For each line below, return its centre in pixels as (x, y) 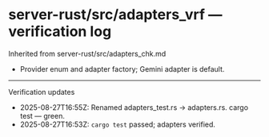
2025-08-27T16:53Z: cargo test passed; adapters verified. (118, 124)
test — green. (42, 115)
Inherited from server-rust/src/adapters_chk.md (87, 53)
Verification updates (42, 92)
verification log (60, 31)
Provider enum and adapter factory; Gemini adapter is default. (122, 68)
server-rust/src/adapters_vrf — (115, 15)
